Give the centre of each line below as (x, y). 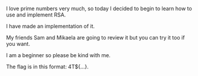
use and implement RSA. (36, 15)
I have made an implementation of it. (51, 26)
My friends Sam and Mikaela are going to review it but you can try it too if (95, 37)
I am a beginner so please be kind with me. (59, 55)
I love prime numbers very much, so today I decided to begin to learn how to (99, 9)
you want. (18, 44)
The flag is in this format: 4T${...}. (47, 67)
